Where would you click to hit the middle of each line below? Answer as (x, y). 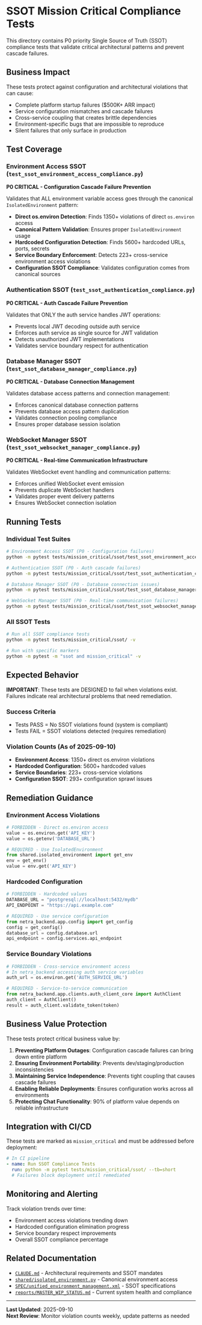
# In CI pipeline (28, 1159)
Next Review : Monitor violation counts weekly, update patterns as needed (98, 1315)
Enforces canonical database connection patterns (77, 405)
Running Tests (34, 522)
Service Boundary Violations (49, 954)
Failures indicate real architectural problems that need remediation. (89, 696)
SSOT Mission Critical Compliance (94, 11)
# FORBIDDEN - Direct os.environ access (58, 827)
